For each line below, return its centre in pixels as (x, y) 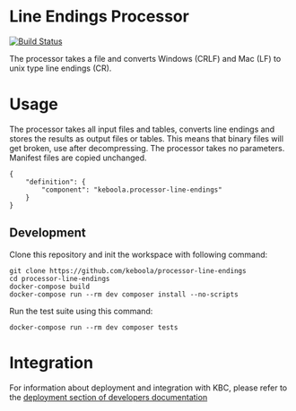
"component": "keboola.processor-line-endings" (132, 190)
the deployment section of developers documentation (109, 397)
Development (48, 233)
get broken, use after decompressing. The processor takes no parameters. (147, 148)
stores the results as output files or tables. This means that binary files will (147, 138)
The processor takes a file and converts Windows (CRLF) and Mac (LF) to (145, 58)
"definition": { (56, 182)
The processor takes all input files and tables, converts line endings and (142, 129)
